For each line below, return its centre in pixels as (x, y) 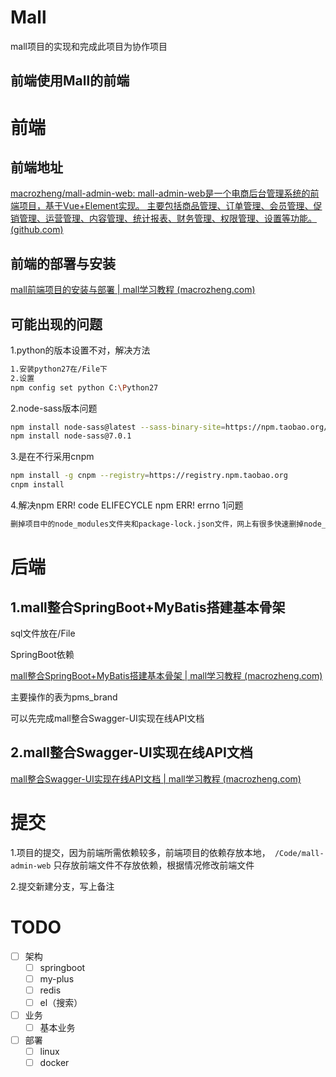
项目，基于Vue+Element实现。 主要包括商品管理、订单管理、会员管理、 (166, 206)
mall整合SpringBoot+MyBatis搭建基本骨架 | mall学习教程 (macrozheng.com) (166, 675)
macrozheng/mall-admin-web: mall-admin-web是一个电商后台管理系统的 (160, 193)
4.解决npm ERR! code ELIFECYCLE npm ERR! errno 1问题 (127, 505)
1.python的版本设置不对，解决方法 (80, 350)
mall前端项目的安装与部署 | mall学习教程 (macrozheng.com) (133, 290)
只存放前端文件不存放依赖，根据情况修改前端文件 (154, 865)
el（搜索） (61, 1002)
